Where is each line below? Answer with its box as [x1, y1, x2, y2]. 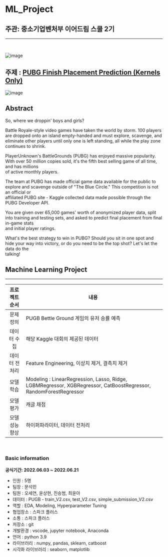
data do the [5, 245, 29, 251]
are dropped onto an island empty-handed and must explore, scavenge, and [5, 132, 162, 138]
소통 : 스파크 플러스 [12, 515, 50, 521]
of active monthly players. [5, 168, 59, 174]
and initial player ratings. [5, 225, 56, 231]
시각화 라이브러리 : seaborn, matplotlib [12, 546, 90, 552]
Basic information [5, 455, 49, 462]
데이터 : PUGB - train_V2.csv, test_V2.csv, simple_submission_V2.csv [12, 496, 153, 502]
